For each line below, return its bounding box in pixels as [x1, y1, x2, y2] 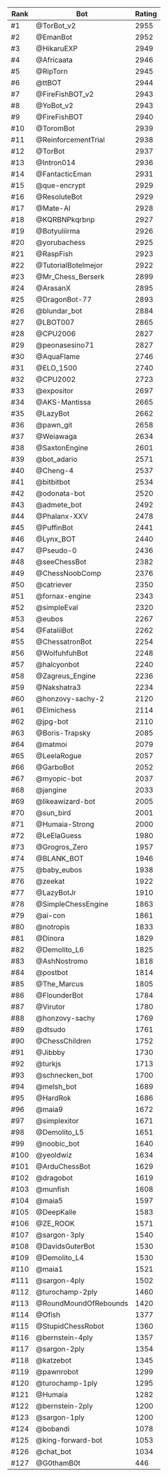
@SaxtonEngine [36, 443, 89, 452]
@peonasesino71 [36, 340, 94, 350]
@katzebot [36, 1356, 72, 1365]
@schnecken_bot [36, 1071, 93, 1080]
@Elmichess [36, 706, 76, 715]
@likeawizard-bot [36, 797, 96, 806]
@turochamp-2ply [36, 1287, 98, 1297]
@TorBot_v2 [36, 21, 76, 30]
